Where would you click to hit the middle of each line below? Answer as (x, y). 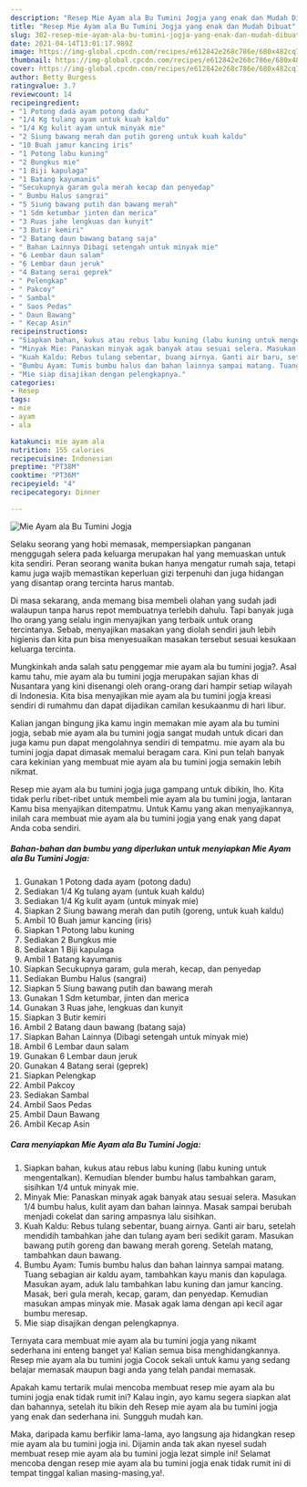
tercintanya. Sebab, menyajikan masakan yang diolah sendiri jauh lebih (143, 629)
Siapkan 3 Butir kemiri (65, 1017)
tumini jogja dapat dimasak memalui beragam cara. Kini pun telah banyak (148, 752)
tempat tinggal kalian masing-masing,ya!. (87, 1472)
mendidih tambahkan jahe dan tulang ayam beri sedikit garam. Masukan (159, 1235)
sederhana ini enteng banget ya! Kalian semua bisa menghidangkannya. (145, 1350)
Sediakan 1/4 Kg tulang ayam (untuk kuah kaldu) (114, 891)
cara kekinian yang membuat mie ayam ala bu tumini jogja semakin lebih (146, 762)
